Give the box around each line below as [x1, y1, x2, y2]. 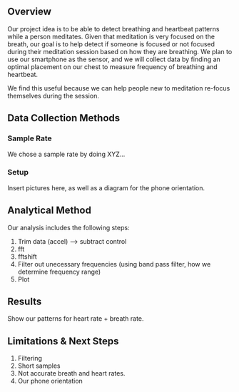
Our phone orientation [17, 377, 83, 386]
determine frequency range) [17, 267, 101, 276]
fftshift [17, 252, 37, 261]
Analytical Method [7, 205, 91, 217]
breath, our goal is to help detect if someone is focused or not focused [7, 39, 215, 48]
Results [7, 296, 42, 307]
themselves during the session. [7, 91, 100, 100]
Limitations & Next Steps [7, 335, 119, 347]
